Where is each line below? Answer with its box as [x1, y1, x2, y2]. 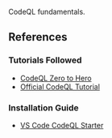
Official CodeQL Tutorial [19, 81, 101, 92]
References [8, 30, 68, 44]
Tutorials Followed [8, 54, 82, 66]
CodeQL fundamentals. [8, 7, 86, 16]
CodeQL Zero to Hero [19, 73, 92, 83]
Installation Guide [8, 101, 79, 113]
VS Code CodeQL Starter [19, 120, 104, 130]
